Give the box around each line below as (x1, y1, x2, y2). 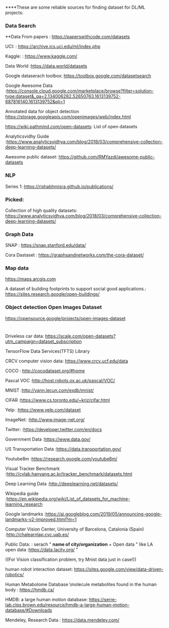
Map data (5, 265, 29, 272)
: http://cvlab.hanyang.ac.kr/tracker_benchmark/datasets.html (5, 470, 132, 477)
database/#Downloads (5, 607, 52, 613)
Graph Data (5, 231, 34, 238)
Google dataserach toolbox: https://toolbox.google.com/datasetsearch (5, 73, 151, 79)
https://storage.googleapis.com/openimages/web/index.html (5, 114, 131, 120)
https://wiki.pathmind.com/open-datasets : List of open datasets (5, 124, 137, 130)
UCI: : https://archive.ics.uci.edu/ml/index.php (5, 43, 101, 49)
